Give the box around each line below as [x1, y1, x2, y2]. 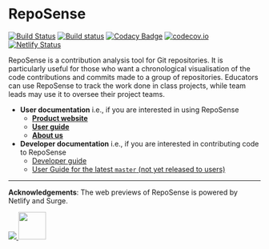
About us [31, 130, 64, 140]
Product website [31, 113, 88, 122]
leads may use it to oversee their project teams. [8, 89, 166, 98]
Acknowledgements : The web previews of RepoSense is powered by [8, 187, 239, 197]
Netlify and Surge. [8, 195, 68, 205]
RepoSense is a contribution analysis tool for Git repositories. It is [8, 55, 223, 65]
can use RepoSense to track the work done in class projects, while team [8, 81, 247, 90]
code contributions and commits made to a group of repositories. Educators [8, 72, 259, 82]
